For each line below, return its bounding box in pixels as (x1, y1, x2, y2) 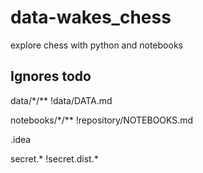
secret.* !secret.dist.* (10, 152, 99, 165)
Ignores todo (10, 68, 92, 85)
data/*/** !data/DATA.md (10, 94, 113, 106)
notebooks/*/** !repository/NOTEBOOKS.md (10, 114, 194, 126)
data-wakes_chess (10, 6, 172, 29)
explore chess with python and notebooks (10, 39, 183, 51)
